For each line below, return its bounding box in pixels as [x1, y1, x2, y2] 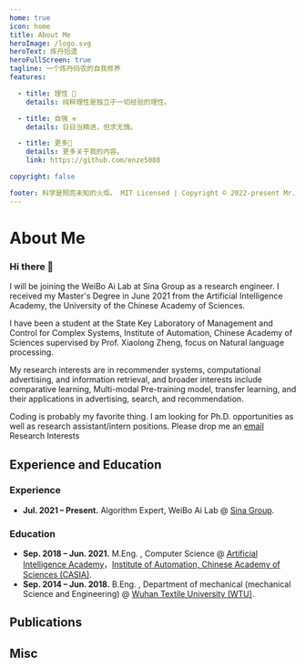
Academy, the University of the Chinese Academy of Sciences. [9, 300, 246, 311]
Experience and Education [9, 457, 162, 472]
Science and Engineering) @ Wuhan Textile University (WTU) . [22, 589, 255, 600]
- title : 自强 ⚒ [17, 114, 76, 123]
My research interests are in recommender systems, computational [9, 365, 261, 376]
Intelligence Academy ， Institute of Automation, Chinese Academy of [22, 559, 280, 570]
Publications [9, 615, 83, 631]
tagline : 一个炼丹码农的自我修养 [9, 65, 121, 74]
